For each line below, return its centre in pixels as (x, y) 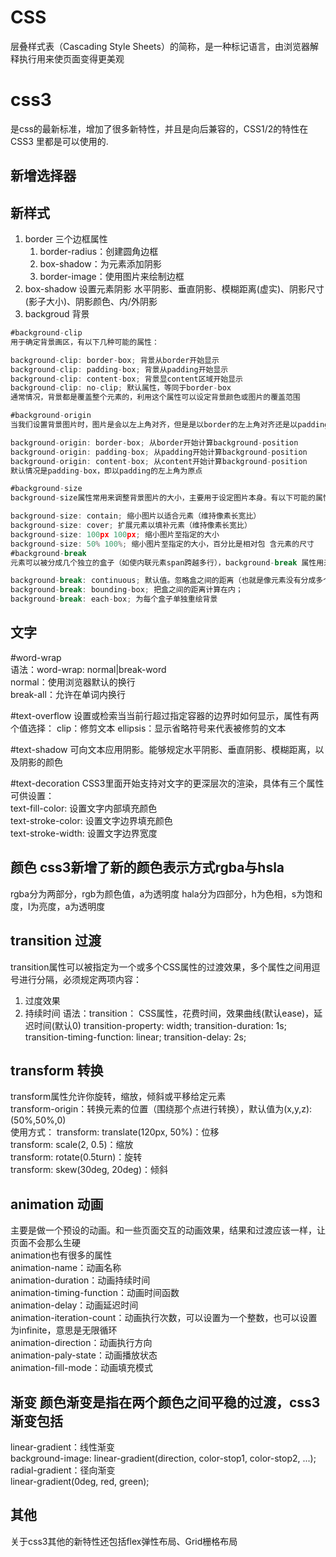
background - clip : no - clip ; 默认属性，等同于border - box (121, 388)
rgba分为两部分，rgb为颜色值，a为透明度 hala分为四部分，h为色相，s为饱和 (166, 893)
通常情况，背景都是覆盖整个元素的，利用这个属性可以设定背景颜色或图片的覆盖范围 (155, 397)
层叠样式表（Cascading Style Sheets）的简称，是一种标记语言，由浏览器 (160, 46)
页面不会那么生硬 (45, 1243)
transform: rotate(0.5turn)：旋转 (76, 1157)
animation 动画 (57, 1204)
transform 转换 (57, 1070)
